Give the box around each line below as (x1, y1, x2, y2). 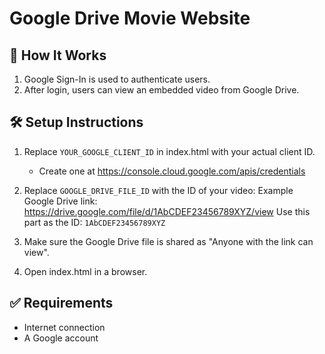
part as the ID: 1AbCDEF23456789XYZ (23, 216, 166, 228)
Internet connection (23, 321, 106, 333)
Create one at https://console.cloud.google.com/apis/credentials (38, 165, 306, 177)
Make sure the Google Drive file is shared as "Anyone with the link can (23, 235, 314, 247)
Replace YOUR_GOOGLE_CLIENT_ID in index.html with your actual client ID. (23, 145, 316, 157)
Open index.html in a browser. (23, 265, 148, 277)
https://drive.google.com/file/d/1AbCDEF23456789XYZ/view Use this (23, 205, 311, 217)
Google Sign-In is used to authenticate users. (23, 73, 211, 85)
